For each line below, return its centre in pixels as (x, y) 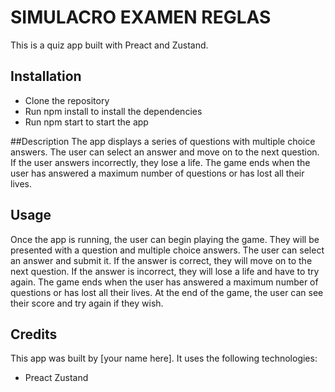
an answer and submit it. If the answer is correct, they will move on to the (161, 260)
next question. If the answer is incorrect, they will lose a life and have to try (165, 271)
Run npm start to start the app (86, 122)
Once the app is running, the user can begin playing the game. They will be (165, 239)
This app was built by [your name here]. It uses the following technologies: (164, 358)
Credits (34, 334)
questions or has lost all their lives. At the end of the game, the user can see (167, 292)
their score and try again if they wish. (87, 303)
